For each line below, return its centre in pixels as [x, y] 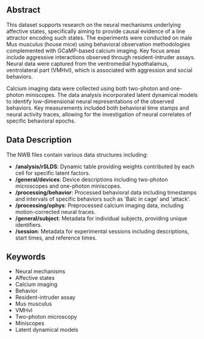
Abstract [23, 10]
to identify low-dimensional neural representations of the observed [90, 101]
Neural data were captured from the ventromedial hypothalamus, [88, 63]
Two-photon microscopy [46, 317]
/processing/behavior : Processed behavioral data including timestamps [106, 192]
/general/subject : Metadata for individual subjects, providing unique [101, 218]
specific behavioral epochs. [41, 121]
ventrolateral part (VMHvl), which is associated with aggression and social [100, 70]
